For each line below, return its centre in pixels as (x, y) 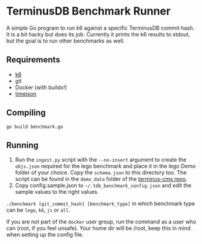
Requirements (33, 60)
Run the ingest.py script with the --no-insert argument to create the (101, 160)
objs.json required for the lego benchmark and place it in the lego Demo (105, 166)
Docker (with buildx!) (41, 87)
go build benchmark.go (35, 127)
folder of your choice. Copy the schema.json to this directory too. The (101, 173)
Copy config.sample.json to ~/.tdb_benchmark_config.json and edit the (103, 185)
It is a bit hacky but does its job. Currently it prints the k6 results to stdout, (98, 34)
